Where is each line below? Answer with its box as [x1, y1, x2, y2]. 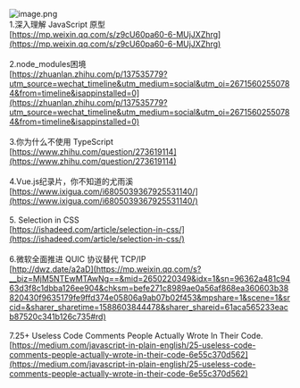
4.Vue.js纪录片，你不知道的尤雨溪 [9, 176, 134, 187]
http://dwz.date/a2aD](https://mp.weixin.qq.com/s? [12, 264, 202, 274]
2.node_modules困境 [9, 59, 87, 69]
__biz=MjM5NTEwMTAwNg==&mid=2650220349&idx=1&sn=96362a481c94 [9, 274, 291, 283]
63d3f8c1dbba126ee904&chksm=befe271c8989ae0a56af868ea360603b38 [9, 283, 289, 293]
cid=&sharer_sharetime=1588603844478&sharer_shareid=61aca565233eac [9, 302, 288, 312]
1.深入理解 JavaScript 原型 [9, 19, 105, 30]
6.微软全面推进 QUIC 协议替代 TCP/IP [9, 254, 146, 264]
